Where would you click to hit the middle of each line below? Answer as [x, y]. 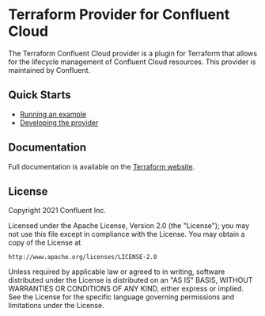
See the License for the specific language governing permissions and [121, 297]
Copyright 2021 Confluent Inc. [57, 211]
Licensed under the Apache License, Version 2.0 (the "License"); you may [129, 226]
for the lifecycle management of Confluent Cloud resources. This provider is [132, 62]
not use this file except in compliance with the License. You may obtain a [127, 234]
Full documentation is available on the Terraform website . [102, 166]
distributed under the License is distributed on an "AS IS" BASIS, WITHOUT [131, 280]
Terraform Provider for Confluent [119, 15]
